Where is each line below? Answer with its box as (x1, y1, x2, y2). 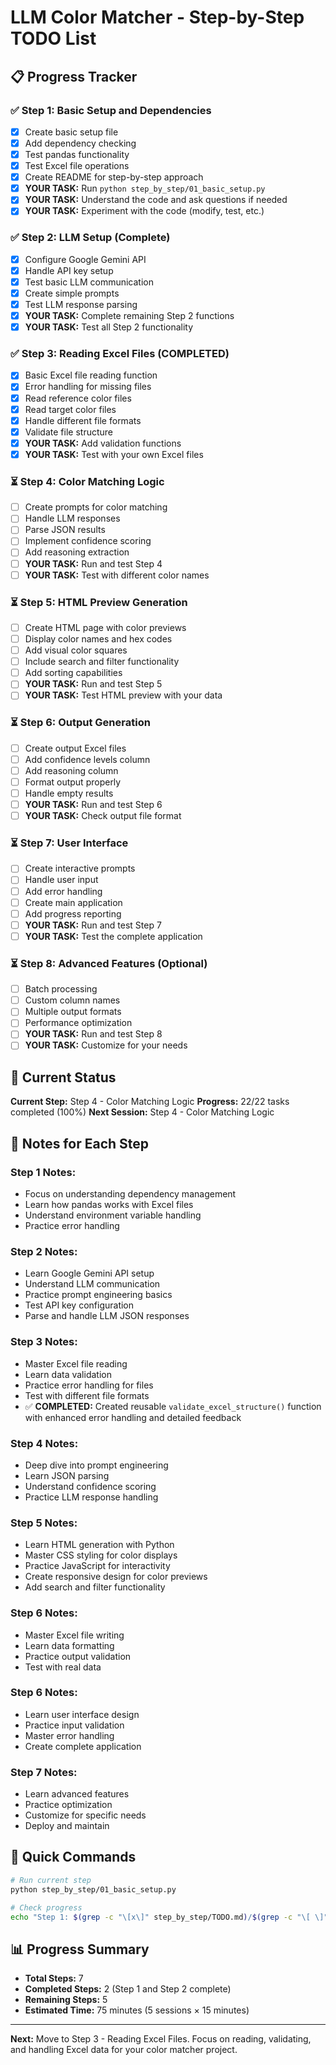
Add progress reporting (24, 907, 122, 920)
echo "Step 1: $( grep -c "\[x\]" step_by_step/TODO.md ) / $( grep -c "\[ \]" (10, 1912, 329, 1922)
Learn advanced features (24, 1788, 130, 1800)
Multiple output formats (24, 1006, 122, 1018)
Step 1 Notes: (10, 1165, 77, 1179)
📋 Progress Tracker (10, 68, 138, 85)
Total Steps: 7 (24, 1972, 84, 1985)
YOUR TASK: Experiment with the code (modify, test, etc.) (24, 205, 265, 217)
